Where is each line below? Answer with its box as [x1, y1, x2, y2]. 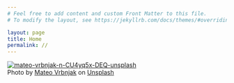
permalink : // [7, 42, 49, 49]
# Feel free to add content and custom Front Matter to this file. [7, 10, 208, 17]
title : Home [7, 35, 42, 42]
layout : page [7, 29, 45, 36]
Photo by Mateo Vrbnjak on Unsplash [7, 68, 114, 77]
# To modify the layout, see [7, 17, 92, 24]
